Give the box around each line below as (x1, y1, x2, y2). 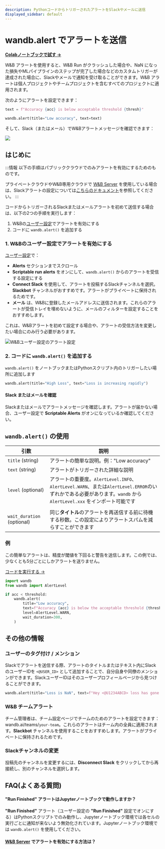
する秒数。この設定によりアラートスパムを (50, 517, 148, 523)
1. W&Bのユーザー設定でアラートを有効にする (5, 240, 112, 247)
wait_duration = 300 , (23, 615, 63, 620)
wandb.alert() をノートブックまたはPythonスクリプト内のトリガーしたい (5, 365, 153, 371)
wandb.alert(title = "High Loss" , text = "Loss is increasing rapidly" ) (5, 381, 148, 386)
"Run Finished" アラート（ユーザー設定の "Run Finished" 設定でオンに (5, 808, 150, 814)
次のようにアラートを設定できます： (5, 97, 79, 103)
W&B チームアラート (5, 703, 53, 710)
